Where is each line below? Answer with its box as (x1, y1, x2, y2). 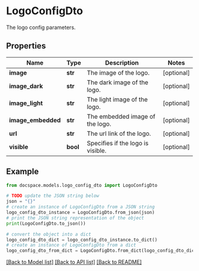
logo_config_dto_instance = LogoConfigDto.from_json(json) (6, 209, 155, 216)
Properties (6, 41, 46, 51)
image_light (9, 99, 43, 107)
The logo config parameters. (6, 24, 76, 31)
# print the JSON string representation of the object (6, 215, 145, 221)
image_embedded (9, 116, 61, 124)
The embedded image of (86, 112, 156, 120)
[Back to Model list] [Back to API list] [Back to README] (6, 259, 142, 266)
